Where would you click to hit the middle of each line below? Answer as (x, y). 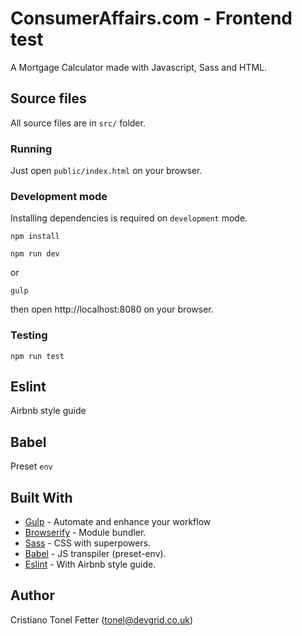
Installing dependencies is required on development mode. (129, 218)
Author (32, 595)
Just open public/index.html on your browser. (106, 171)
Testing (29, 335)
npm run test (37, 356)
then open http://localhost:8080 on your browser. (112, 309)
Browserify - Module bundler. (85, 533)
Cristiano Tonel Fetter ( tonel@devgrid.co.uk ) (102, 619)
